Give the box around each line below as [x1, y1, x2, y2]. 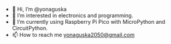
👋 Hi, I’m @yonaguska [11, 6, 67, 12]
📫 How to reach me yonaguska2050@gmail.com [11, 32, 135, 38]
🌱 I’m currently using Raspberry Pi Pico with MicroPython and [11, 18, 166, 25]
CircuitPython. [11, 24, 48, 32]
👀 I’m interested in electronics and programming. [11, 12, 134, 19]
